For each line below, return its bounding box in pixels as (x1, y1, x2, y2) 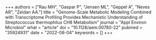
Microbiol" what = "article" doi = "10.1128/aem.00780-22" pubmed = (5, 25, 143, 30)
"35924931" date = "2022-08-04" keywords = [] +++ (5, 30, 113, 35)
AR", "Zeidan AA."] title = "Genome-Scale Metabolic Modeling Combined (5, 9, 152, 15)
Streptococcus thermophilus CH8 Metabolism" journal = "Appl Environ (5, 19, 147, 25)
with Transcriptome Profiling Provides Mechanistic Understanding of (5, 14, 143, 20)
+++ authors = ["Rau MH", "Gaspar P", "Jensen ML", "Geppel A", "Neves (5, 4, 150, 10)
